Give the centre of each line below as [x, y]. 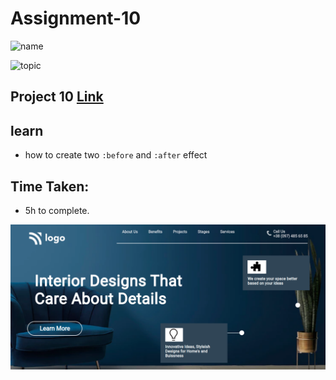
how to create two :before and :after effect [116, 155]
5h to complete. [57, 210]
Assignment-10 [76, 18]
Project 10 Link [57, 97]
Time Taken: [50, 186]
